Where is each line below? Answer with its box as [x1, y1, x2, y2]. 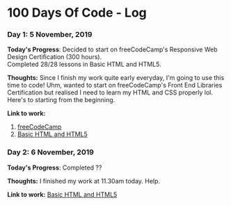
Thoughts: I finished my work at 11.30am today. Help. [7, 177, 161, 185]
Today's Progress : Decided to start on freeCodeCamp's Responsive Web [7, 45, 218, 54]
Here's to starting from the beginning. [7, 96, 115, 104]
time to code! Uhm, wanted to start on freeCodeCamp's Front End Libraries [7, 81, 223, 90]
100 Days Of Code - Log [7, 5, 148, 21]
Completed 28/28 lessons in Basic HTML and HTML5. [7, 60, 161, 69]
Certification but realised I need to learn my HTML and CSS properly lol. [7, 88, 214, 97]
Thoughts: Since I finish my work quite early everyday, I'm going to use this [7, 74, 225, 82]
